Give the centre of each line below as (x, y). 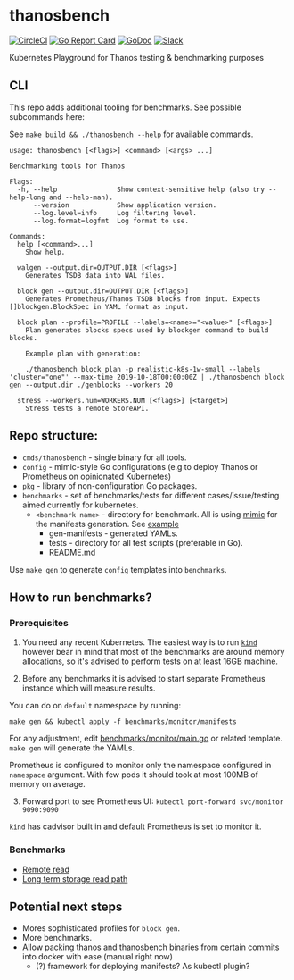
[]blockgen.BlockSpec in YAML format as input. (99, 306)
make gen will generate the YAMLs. (72, 748)
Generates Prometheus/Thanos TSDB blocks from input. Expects (143, 299)
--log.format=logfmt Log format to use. (111, 221)
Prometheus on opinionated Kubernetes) (97, 476)
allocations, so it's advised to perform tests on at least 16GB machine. (150, 661)
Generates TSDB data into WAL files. (95, 275)
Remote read (45, 869)
